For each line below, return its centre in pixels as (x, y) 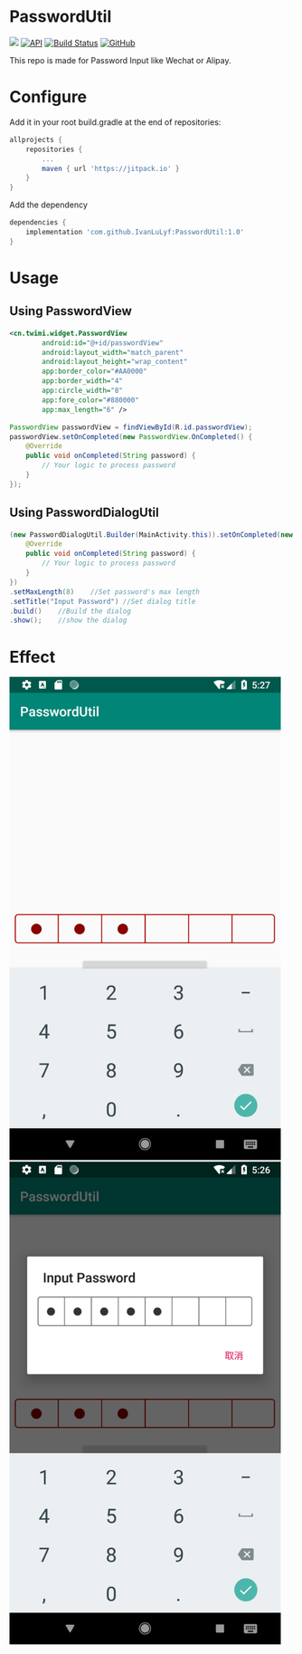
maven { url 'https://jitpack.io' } (111, 168)
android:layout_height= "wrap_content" (115, 362)
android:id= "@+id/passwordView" (103, 343)
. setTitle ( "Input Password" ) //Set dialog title (103, 601)
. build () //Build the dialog (70, 611)
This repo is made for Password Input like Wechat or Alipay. (120, 60)
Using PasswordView (71, 311)
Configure (48, 97)
